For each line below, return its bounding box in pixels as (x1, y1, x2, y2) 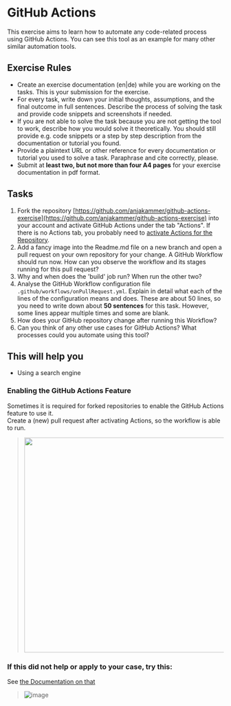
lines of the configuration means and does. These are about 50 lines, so (16, 294, 221, 302)
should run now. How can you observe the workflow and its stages (16, 257, 206, 266)
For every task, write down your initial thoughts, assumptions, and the (16, 95, 215, 103)
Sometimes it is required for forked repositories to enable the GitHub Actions (7, 401, 224, 410)
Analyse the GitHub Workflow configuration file (16, 279, 151, 288)
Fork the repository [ (16, 206, 76, 215)
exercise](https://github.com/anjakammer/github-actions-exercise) (16, 213, 208, 222)
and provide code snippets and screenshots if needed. (16, 109, 173, 118)
